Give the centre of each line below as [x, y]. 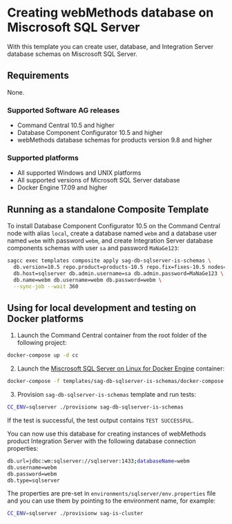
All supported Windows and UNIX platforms [79, 173]
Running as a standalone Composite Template [108, 209]
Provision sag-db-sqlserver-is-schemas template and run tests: [107, 395]
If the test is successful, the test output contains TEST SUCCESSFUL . [101, 420]
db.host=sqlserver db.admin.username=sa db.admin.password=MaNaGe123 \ [119, 273]
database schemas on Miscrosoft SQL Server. [72, 54]
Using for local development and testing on [102, 308]
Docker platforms [46, 318]
